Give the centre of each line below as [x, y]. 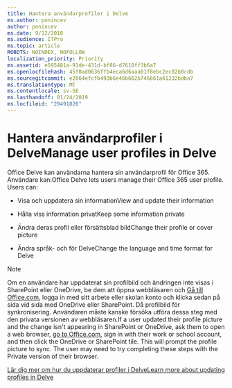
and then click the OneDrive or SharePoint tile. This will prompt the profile [112, 341]
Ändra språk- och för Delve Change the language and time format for [115, 248]
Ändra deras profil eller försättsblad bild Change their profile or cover [115, 227]
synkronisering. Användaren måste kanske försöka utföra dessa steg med [113, 312]
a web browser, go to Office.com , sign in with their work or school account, [115, 334]
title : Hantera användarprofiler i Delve [68, 14]
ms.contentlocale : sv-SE [43, 91]
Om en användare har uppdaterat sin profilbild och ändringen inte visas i [110, 282]
